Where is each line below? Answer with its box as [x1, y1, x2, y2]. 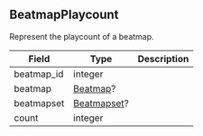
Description [137, 52, 189, 65]
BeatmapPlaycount [9, 7, 119, 23]
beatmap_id [14, 68, 64, 80]
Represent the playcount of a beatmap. [9, 31, 155, 41]
